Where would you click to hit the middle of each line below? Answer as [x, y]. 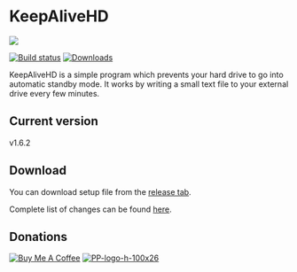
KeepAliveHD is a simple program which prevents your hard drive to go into [146, 74]
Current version [54, 121]
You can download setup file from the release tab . [101, 191]
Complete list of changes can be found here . [91, 209]
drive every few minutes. [55, 93]
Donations [39, 237]
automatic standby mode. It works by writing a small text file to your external [149, 84]
